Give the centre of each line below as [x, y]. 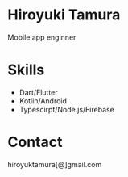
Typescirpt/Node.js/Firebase [66, 109]
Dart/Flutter [38, 92]
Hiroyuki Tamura [64, 15]
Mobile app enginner [42, 37]
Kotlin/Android [43, 101]
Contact [35, 142]
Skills [26, 70]
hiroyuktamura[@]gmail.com [55, 164]
